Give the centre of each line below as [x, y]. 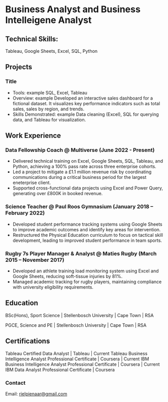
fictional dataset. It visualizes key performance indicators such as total [86, 103]
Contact [15, 383]
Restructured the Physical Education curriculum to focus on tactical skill [88, 235]
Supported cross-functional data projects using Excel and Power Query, [88, 188]
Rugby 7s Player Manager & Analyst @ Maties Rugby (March [81, 254]
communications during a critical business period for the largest [79, 177]
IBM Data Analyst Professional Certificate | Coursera [60, 369]
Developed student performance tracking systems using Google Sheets [87, 224]
